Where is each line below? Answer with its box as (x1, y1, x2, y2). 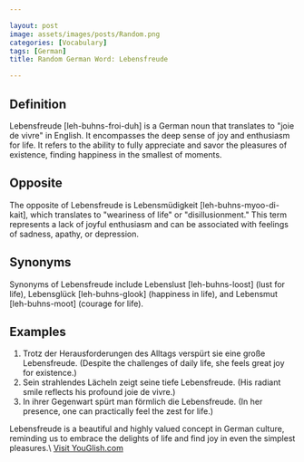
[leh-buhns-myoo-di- (199, 199, 279, 210)
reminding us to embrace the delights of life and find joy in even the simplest (9, 433, 296, 444)
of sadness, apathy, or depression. (9, 228, 139, 239)
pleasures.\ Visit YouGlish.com (9, 443, 124, 454)
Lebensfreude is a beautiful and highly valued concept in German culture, (9, 423, 285, 435)
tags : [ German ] (9, 46, 67, 55)
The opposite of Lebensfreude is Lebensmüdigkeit (9, 199, 198, 210)
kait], (9, 209, 29, 220)
